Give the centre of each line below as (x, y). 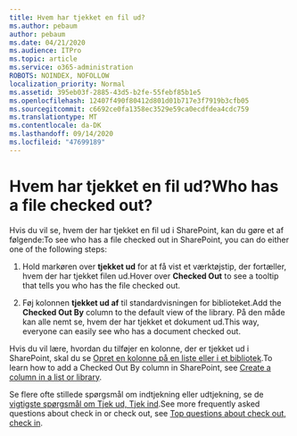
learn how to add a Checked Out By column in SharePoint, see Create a (140, 367)
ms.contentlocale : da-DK (55, 126)
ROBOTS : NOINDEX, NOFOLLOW (59, 76)
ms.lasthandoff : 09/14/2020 (62, 134)
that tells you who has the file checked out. (101, 285)
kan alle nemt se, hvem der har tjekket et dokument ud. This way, (141, 322)
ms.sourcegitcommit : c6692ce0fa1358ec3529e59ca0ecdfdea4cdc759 (129, 109)
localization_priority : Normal (67, 84)
